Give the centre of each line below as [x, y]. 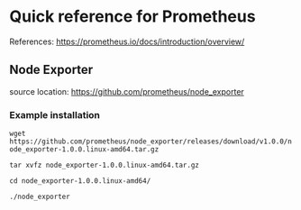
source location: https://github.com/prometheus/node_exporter [127, 91]
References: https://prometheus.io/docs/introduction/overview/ [127, 41]
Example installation [55, 114]
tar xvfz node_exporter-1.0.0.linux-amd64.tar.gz [105, 165]
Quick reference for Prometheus [132, 17]
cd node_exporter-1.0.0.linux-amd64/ [80, 181]
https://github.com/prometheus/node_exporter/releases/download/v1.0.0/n [151, 142]
